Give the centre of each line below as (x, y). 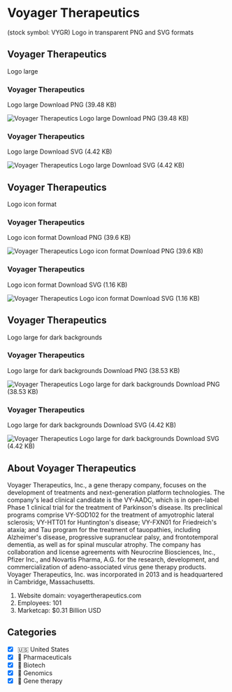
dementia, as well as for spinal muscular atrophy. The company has (104, 544)
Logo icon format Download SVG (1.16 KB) (67, 285)
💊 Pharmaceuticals (44, 657)
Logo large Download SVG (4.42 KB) (60, 151)
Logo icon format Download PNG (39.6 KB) (69, 238)
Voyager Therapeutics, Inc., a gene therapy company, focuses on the (107, 484)
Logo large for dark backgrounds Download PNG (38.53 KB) (94, 370)
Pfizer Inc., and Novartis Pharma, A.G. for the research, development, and (113, 559)
